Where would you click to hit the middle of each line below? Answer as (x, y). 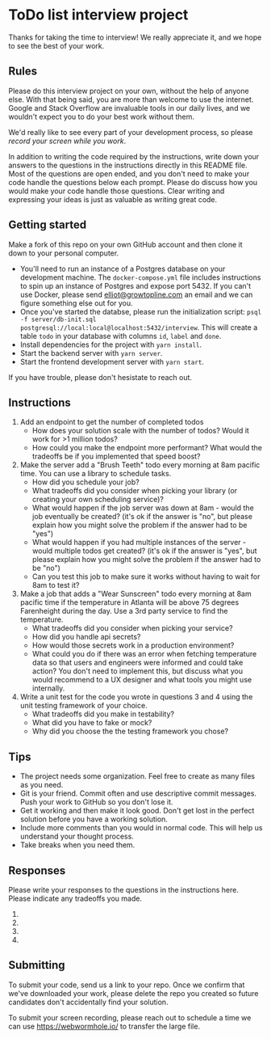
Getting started (48, 225)
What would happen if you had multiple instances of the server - (139, 543)
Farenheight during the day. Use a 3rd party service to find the (124, 611)
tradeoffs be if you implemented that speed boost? (116, 456)
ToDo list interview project (98, 15)
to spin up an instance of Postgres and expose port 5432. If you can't (135, 285)
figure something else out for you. (76, 303)
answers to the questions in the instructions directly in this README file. (128, 165)
